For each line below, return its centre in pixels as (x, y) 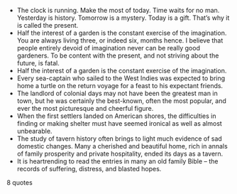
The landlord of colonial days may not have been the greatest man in (117, 93)
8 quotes (20, 183)
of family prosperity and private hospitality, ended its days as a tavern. (120, 153)
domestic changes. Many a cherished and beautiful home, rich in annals (122, 146)
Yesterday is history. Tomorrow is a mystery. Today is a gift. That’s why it (123, 18)
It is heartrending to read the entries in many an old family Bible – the (117, 161)
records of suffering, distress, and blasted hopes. (89, 169)
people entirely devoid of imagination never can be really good (108, 48)
